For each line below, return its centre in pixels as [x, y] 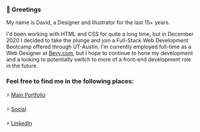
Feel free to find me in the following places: [70, 81]
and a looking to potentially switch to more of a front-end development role [99, 60]
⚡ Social [16, 109]
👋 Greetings [24, 10]
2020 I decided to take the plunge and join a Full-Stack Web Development [97, 41]
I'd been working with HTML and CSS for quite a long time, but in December [100, 34]
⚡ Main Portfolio [26, 94]
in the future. [22, 66]
